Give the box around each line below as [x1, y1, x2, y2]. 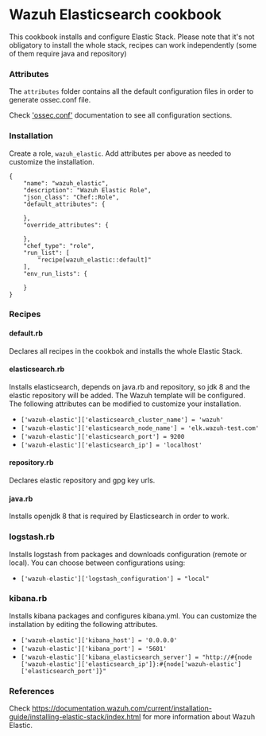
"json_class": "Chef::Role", [23, 193, 120, 201]
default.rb [9, 328, 43, 339]
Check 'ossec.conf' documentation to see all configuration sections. [9, 110, 233, 120]
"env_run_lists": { [23, 269, 88, 277]
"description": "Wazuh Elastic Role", [23, 186, 152, 194]
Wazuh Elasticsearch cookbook [9, 6, 222, 24]
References [9, 685, 55, 696]
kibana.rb [9, 593, 48, 604]
